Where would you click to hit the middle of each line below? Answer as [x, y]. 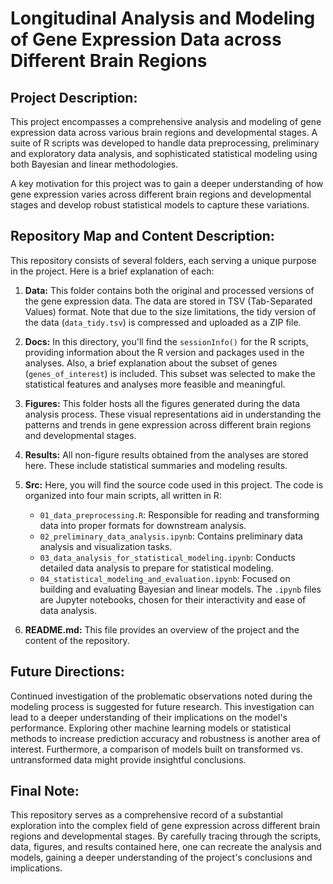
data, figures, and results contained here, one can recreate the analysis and [166, 847]
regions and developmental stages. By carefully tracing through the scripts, [166, 836]
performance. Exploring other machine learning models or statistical [151, 728]
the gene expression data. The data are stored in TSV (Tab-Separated [168, 301]
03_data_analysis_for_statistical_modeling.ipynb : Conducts [167, 557]
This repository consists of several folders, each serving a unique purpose [163, 260]
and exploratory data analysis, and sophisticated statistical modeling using [164, 153]
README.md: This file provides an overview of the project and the [162, 629]
